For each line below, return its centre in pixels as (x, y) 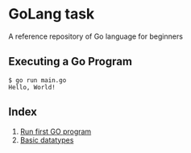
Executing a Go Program (71, 62)
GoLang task (52, 14)
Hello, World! (32, 87)
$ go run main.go (37, 80)
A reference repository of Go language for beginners (96, 36)
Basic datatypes (47, 140)
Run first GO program (56, 131)
